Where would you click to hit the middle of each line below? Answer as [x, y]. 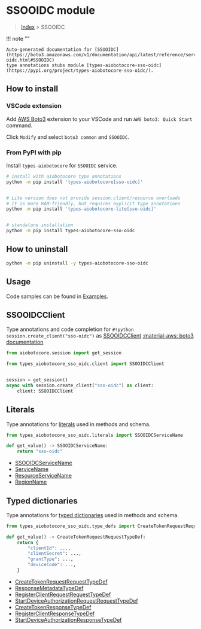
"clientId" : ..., [49, 548]
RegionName [31, 482]
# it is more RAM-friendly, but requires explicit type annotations [93, 203]
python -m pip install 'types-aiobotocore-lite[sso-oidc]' [81, 209]
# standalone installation [40, 225]
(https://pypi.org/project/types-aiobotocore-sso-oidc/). [80, 70]
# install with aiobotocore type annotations [64, 176]
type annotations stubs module [45, 65]
